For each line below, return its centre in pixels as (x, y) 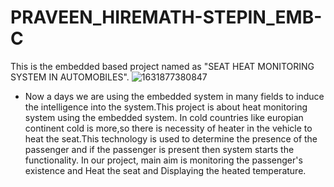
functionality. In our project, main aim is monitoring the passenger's (163, 160)
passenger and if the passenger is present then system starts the (159, 149)
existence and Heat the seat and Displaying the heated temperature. (165, 170)
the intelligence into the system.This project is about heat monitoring (166, 107)
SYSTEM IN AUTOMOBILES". (70, 77)
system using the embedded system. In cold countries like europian (164, 117)
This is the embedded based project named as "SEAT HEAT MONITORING (162, 66)
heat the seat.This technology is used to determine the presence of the (171, 138)
